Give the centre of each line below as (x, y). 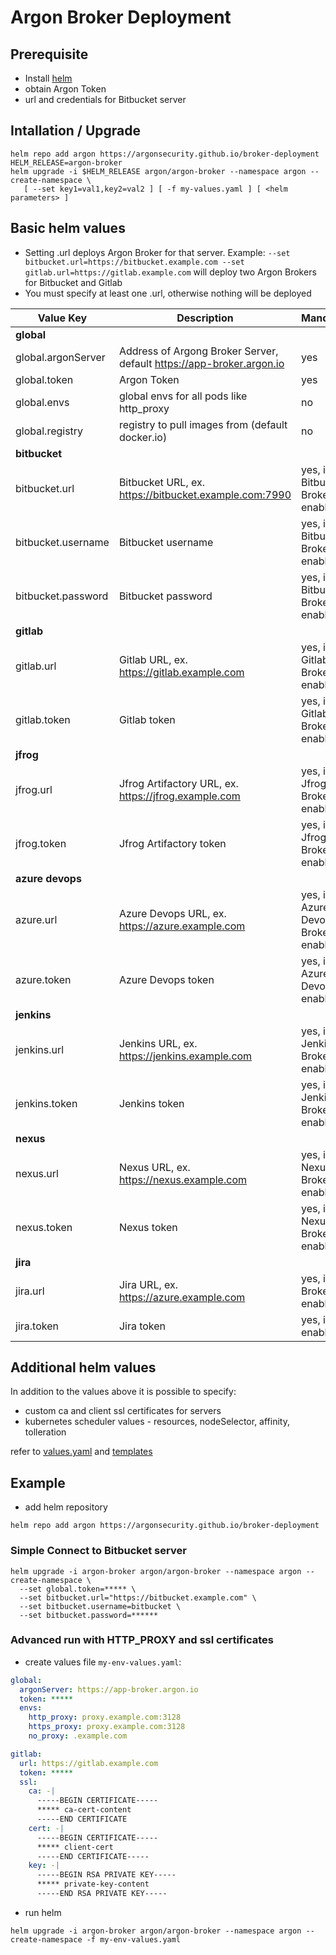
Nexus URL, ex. (154, 1167)
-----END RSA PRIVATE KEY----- (102, 1894)
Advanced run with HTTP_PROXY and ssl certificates (142, 1640)
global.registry (49, 431)
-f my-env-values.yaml (134, 1939)
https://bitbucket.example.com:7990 (205, 494)
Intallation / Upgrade (76, 131)
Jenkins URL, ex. (158, 1043)
